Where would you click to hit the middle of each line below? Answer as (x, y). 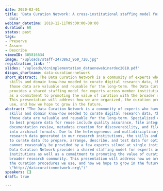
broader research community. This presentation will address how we (80, 158)
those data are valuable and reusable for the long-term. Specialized (82, 118)
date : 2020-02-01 (23, 9)
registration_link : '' (28, 64)
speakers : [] (18, 172)
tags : (10, 37)
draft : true (17, 177)
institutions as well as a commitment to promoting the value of (77, 154)
